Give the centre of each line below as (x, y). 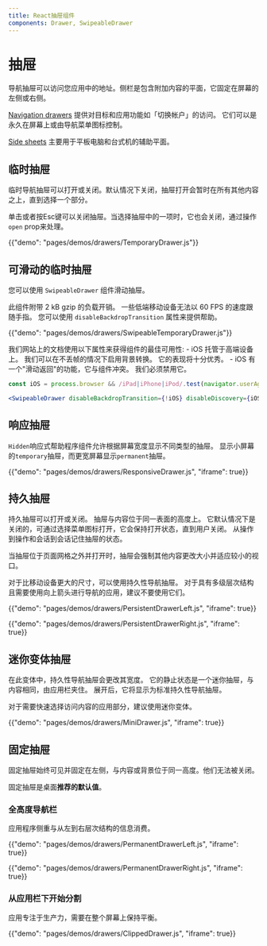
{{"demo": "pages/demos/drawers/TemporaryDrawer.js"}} (103, 242)
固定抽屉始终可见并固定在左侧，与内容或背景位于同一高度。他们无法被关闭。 (133, 770)
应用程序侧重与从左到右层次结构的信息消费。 (81, 828)
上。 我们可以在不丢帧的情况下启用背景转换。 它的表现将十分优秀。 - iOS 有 (132, 359)
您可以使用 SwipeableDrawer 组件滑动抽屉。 (79, 290)
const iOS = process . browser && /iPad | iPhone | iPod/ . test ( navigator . (124, 384)
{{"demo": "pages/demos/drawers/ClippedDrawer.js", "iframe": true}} (122, 933)
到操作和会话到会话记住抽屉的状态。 (68, 539)
